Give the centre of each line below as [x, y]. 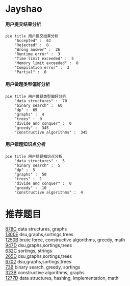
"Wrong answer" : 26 [37, 50]
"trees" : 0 [28, 119]
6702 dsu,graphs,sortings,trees [38, 261]
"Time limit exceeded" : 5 [44, 59]
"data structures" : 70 [41, 101]
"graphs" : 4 [29, 114]
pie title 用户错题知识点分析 [34, 156]
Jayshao [24, 9]
